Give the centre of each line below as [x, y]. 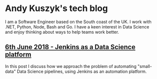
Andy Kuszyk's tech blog [57, 8]
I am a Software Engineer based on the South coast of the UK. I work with [78, 22]
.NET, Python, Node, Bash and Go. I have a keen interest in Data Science [77, 26]
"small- [145, 66]
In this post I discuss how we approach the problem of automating [71, 66]
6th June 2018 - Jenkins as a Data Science [70, 47]
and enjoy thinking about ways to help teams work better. [62, 32]
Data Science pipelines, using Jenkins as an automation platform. [82, 71]
